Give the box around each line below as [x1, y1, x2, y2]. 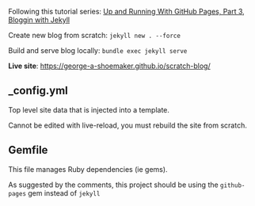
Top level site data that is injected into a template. [8, 105, 170, 114]
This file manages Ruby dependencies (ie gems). [8, 164, 168, 174]
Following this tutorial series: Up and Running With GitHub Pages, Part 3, [8, 7, 245, 16]
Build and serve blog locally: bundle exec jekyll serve [8, 46, 188, 55]
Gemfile [8, 143, 48, 157]
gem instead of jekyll [27, 188, 101, 197]
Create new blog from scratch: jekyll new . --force [8, 31, 181, 40]
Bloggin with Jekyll [8, 15, 70, 25]
